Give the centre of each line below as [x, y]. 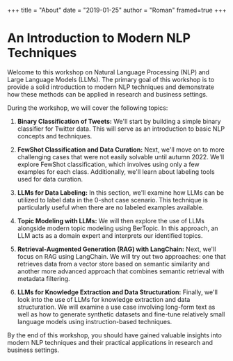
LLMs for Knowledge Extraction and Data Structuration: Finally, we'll [117, 292]
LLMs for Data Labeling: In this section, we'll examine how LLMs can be [121, 192]
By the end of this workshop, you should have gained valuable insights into [115, 335]
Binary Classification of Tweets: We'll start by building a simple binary [119, 121]
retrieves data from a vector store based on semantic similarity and [113, 264]
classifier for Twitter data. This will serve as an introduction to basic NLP [121, 129]
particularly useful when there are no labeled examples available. [110, 207]
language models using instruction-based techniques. [95, 321]
